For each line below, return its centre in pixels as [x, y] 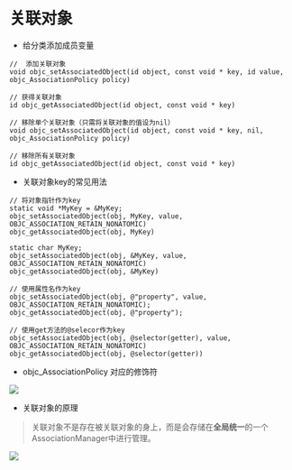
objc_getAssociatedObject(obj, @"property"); [96, 312]
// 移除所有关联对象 [42, 156]
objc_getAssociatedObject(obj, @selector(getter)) [106, 354]
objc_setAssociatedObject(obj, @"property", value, [108, 297]
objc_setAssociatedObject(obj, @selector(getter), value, [120, 338]
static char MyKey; [46, 248]
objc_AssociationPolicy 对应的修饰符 [90, 372]
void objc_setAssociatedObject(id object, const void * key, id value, [146, 72]
